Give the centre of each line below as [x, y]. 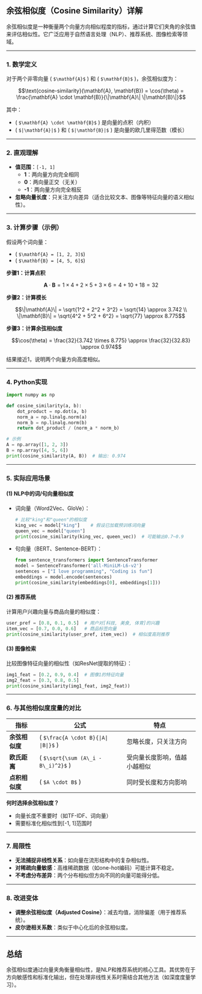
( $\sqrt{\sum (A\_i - [70, 757]
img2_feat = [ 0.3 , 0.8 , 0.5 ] [43, 680]
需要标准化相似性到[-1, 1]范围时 [53, 823]
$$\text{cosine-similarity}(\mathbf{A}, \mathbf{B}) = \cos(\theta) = [101, 91]
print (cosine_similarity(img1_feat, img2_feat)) [68, 686]
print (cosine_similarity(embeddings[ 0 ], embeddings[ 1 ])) [88, 582]
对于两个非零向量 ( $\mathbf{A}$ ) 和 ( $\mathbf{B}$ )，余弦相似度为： [92, 79]
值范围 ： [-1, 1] [35, 167]
